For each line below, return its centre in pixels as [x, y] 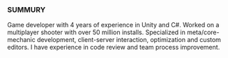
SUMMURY [26, 10]
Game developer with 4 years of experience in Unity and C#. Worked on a [113, 25]
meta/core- [203, 32]
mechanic [22, 40]
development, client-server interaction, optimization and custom [129, 40]
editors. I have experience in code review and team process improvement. [114, 48]
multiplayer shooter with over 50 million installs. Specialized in [97, 32]
